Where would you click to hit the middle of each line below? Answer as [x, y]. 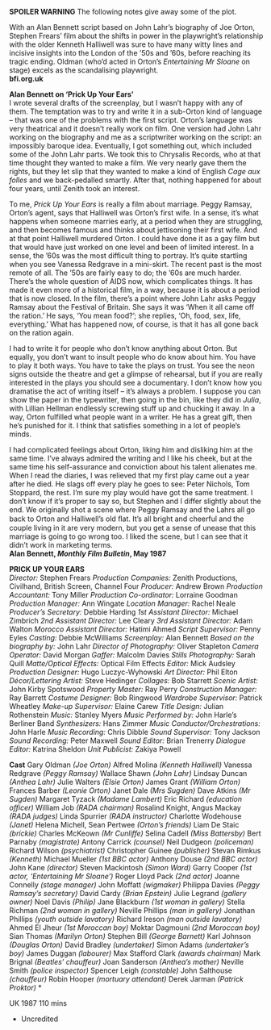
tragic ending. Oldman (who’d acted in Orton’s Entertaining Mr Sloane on [130, 61]
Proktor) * [26, 988]
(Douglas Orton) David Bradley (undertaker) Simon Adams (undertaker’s [129, 945]
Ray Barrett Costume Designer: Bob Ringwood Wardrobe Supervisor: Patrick [136, 698]
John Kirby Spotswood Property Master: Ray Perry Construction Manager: [133, 689]
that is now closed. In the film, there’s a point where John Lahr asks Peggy [133, 298]
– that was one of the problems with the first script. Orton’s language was [131, 120]
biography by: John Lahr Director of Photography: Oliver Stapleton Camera [134, 646]
